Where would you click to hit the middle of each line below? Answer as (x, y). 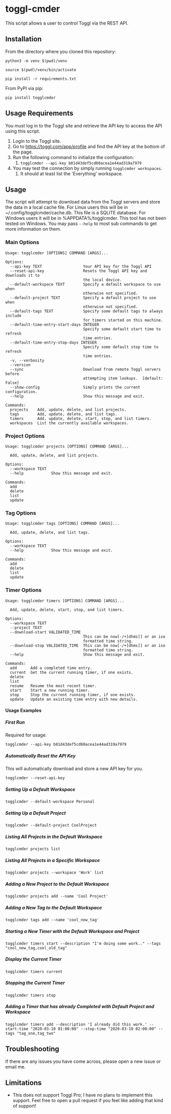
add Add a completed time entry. (51, 668)
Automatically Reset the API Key (40, 755)
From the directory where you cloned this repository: (61, 51)
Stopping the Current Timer (35, 983)
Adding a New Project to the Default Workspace (57, 884)
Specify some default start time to (122, 329)
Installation (23, 39)
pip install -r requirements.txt (41, 79)
